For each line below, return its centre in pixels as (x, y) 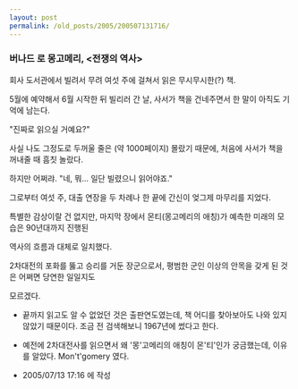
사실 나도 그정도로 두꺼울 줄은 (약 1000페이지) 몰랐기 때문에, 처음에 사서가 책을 (146, 148)
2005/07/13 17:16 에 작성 (67, 375)
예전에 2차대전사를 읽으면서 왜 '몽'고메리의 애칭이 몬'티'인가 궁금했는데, (146, 344)
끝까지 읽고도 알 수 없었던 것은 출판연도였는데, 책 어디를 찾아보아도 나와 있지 (155, 315)
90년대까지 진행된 (57, 227)
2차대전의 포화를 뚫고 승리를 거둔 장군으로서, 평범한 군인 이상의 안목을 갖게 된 (144, 266)
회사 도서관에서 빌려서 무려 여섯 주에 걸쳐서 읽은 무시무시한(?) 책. (123, 80)
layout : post (34, 17)
